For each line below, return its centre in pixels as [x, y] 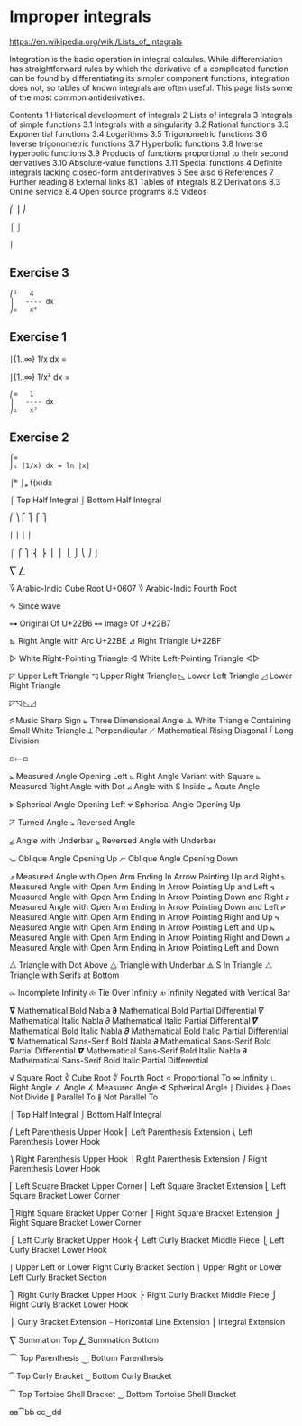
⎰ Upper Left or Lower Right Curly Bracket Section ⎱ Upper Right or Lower [146, 1267]
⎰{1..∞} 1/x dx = [38, 359]
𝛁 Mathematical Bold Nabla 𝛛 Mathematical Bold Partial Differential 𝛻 [137, 1011]
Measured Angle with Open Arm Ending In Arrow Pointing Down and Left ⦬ [147, 907]
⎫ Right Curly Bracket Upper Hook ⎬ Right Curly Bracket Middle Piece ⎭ [143, 1295]
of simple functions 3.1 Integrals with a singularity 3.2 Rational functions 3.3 [150, 124]
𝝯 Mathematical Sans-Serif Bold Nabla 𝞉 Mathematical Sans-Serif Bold [141, 1041]
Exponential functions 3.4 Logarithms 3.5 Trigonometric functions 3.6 [138, 133]
